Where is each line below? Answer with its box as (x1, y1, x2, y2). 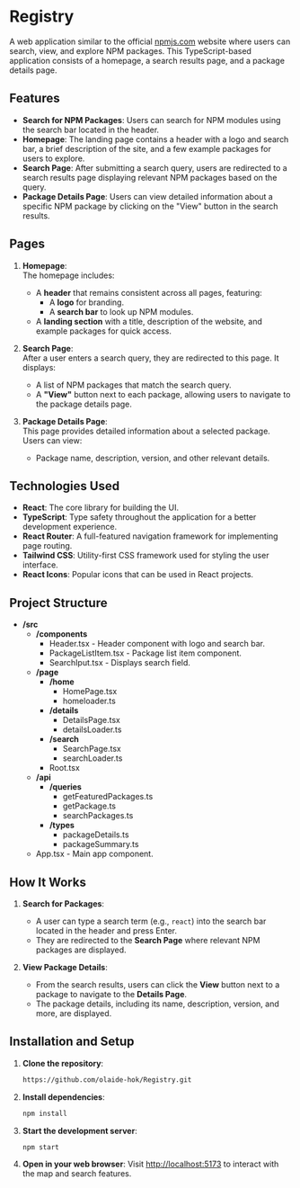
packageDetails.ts (62, 829, 129, 840)
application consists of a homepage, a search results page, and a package (9, 55, 286, 66)
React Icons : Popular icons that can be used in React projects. (22, 569, 254, 580)
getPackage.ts (62, 800, 117, 811)
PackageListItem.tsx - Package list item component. (49, 648, 243, 658)
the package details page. (35, 398, 133, 409)
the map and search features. (22, 1168, 132, 1179)
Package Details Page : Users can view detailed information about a (22, 191, 274, 201)
